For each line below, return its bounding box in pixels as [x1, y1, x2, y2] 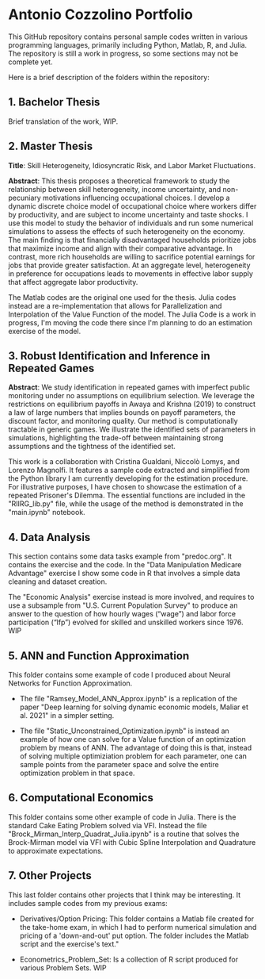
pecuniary [8, 193, 41, 202]
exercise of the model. [8, 326, 81, 336]
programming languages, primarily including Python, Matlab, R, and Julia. [8, 40, 248, 49]
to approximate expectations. [8, 846, 104, 855]
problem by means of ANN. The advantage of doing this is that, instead [19, 743, 252, 752]
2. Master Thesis [8, 140, 93, 153]
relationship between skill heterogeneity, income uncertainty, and [8, 184, 221, 194]
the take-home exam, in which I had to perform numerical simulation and [19, 922, 257, 931]
